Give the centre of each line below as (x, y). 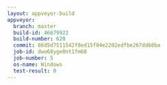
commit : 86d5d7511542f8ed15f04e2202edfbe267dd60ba (87, 45)
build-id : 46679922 (41, 33)
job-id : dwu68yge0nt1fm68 (50, 52)
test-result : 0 (35, 71)
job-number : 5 (33, 58)
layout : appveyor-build (41, 13)
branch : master (35, 26)
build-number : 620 (40, 39)
